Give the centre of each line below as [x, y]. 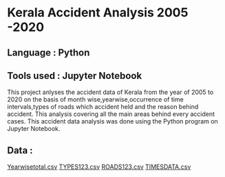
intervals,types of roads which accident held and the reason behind [103, 107]
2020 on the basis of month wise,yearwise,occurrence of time [95, 99]
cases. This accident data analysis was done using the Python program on [112, 121]
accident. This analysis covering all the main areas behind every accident [111, 114]
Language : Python [49, 52]
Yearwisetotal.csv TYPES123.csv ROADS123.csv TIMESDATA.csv [99, 167]
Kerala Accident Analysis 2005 [98, 13]
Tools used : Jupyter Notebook [75, 76]
